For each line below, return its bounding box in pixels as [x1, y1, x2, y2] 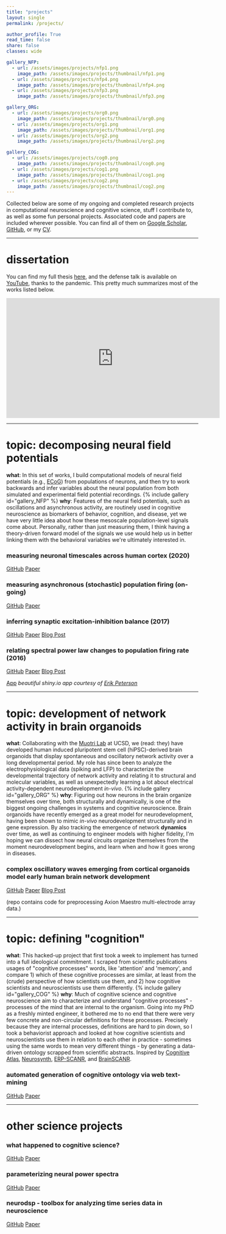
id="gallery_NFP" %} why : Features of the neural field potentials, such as [6, 497, 190, 505]
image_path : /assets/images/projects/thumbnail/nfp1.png [17, 71, 165, 77]
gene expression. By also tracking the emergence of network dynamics [6, 824, 187, 831]
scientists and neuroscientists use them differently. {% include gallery [6, 984, 182, 991]
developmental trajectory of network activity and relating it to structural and [6, 772, 196, 779]
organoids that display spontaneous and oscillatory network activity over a [6, 753, 194, 760]
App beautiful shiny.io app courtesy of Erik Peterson [6, 679, 138, 687]
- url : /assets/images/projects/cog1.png [12, 166, 119, 172]
